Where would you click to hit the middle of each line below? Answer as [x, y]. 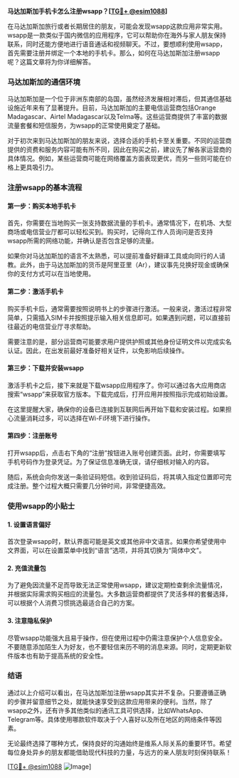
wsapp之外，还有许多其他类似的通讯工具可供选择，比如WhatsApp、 [107, 710]
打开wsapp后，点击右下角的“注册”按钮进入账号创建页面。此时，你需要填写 [117, 453]
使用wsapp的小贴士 [41, 506]
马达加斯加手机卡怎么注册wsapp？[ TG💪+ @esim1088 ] [87, 11]
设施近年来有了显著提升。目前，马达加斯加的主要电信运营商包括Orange [112, 108]
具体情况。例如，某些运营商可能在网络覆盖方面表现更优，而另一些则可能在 [116, 159]
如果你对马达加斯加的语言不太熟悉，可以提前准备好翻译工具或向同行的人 [113, 256]
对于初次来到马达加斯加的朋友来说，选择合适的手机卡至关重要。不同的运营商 [119, 141]
